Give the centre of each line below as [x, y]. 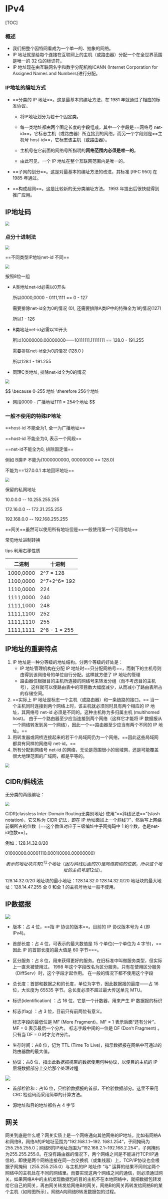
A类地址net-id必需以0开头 [39, 287]
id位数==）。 [18, 833]
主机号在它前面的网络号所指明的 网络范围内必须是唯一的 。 [79, 150]
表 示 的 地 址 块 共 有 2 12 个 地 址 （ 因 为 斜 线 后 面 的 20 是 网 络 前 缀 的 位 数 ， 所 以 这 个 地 [84, 863]
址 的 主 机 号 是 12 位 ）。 [84, 870]
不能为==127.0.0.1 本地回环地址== [40, 470]
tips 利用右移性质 [23, 550]
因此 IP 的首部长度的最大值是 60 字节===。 [57, 949]
